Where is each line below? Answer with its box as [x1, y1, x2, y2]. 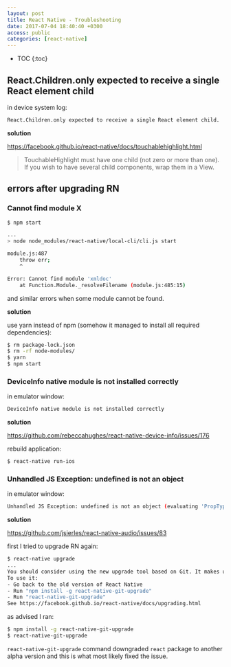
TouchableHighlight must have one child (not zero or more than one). [23, 155, 220, 163]
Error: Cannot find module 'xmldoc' [7, 275, 112, 282]
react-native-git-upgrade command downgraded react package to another [7, 644, 223, 653]
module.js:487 [7, 250, 48, 258]
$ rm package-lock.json [7, 341, 76, 348]
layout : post [7, 10, 45, 17]
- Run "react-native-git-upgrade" [7, 593, 107, 601]
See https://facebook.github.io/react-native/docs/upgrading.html [7, 600, 201, 607]
